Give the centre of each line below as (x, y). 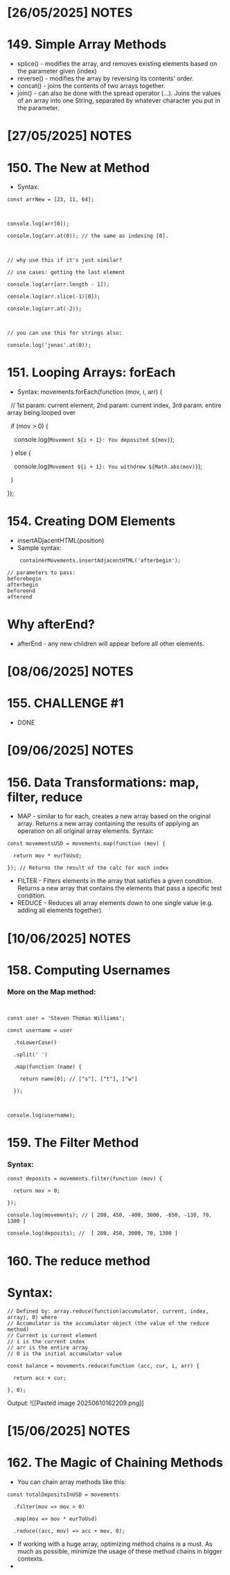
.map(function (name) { (47, 1067)
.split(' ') (31, 1055)
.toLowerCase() (35, 1042)
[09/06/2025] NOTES (70, 751)
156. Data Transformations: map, (103, 782)
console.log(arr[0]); (38, 224)
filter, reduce (45, 797)
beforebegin (24, 579)
